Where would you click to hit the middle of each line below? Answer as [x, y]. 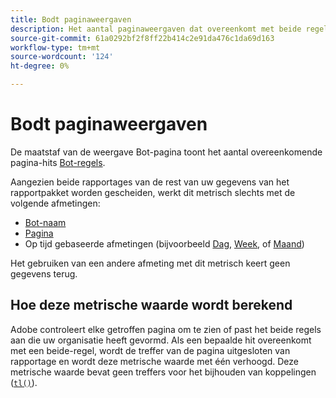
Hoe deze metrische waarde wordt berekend [151, 305]
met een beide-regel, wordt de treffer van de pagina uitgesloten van [150, 350]
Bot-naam [45, 222]
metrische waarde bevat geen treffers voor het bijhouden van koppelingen [163, 372]
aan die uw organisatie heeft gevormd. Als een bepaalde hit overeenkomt [161, 340]
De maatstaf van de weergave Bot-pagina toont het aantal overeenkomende [166, 152]
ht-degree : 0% [40, 66]
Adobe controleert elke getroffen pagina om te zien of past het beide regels [166, 329]
